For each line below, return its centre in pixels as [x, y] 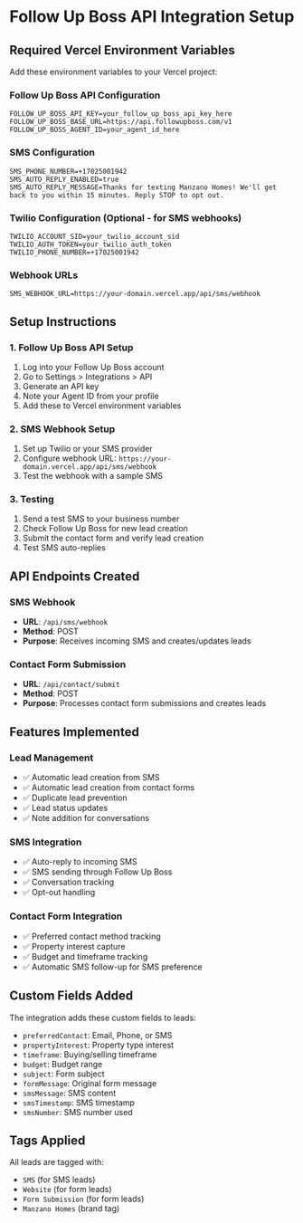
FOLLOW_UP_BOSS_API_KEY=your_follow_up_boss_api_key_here [121, 114]
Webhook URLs [44, 275]
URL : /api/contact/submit [71, 684]
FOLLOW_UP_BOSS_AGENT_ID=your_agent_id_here [95, 130]
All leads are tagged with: [57, 1162]
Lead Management [52, 758]
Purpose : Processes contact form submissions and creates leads [144, 703]
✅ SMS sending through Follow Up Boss [97, 872]
